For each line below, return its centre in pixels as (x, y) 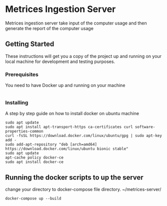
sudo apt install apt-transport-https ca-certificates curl (69, 127)
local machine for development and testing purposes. (60, 61)
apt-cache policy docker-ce (34, 158)
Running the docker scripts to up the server (74, 177)
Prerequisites (22, 74)
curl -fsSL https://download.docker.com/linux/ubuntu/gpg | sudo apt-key (84, 136)
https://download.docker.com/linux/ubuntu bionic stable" (67, 149)
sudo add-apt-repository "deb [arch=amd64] (51, 144)
